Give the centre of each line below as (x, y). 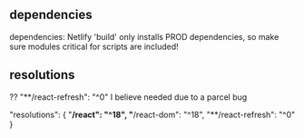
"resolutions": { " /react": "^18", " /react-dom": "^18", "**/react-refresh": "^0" (152, 114)
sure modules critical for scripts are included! (94, 46)
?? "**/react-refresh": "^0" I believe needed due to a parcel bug (128, 97)
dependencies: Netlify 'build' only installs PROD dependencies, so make (144, 36)
